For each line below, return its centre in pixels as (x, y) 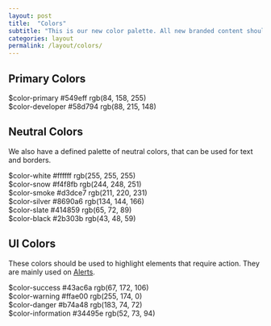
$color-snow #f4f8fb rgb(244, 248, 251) (75, 184)
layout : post (30, 16)
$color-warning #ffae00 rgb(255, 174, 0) (75, 296)
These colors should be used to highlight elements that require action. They (134, 263)
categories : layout (41, 38)
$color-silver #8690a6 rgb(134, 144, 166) (77, 201)
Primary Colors (47, 79)
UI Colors (32, 244)
